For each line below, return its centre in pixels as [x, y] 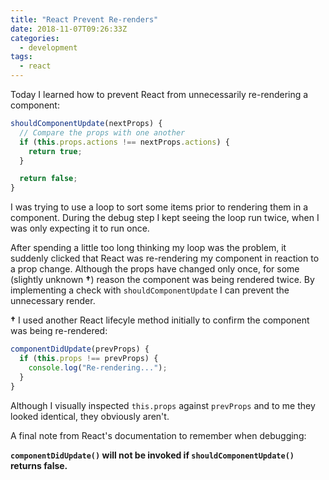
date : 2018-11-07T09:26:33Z [69, 29]
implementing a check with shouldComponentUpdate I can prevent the [150, 290]
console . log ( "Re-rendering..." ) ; [98, 367]
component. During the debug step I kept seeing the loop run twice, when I [165, 218]
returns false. [39, 465]
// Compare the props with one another [102, 132]
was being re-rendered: [59, 331]
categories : [35, 38]
